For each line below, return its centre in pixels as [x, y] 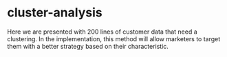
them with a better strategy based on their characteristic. [88, 46]
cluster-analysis [55, 13]
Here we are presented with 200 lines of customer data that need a [102, 32]
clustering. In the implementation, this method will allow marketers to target [114, 38]
